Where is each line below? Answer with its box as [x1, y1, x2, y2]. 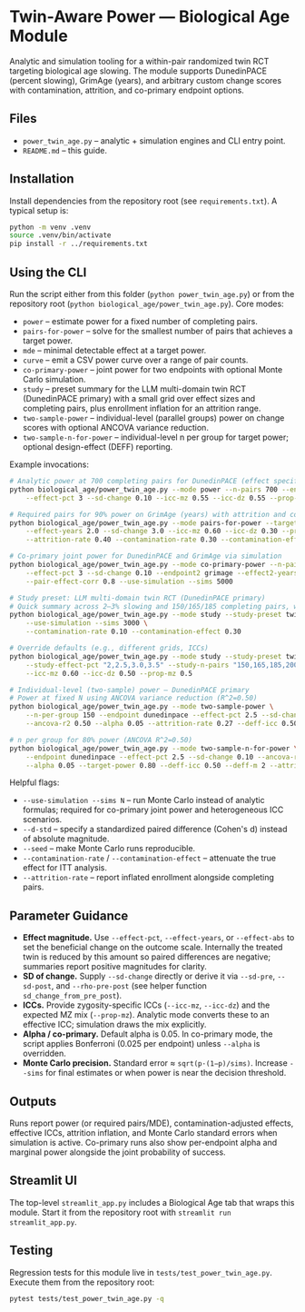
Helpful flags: [9, 777, 60, 788]
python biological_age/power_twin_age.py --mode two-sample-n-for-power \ [9, 743, 299, 753]
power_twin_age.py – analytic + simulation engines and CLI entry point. [22, 134, 286, 146]
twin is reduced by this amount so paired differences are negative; [22, 951, 271, 962]
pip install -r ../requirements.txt [9, 239, 148, 249]
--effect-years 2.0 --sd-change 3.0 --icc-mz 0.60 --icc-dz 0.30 [25, 527, 279, 536]
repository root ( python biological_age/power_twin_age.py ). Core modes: [9, 298, 284, 309]
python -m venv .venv [9, 223, 92, 232]
